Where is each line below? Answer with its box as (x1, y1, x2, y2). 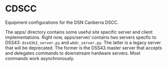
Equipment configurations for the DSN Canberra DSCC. (5, 19, 119, 25)
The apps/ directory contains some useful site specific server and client (5, 29, 153, 35)
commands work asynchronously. (5, 55, 75, 61)
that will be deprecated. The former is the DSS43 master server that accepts (5, 45, 163, 51)
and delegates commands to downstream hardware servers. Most (5, 50, 141, 56)
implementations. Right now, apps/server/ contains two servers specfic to (5, 34, 157, 40)
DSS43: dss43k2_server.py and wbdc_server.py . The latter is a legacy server (5, 39, 161, 45)
